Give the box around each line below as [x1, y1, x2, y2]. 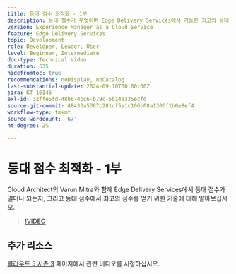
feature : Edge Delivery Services [7, 30, 106, 37]
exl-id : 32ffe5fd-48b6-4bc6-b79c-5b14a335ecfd [7, 96, 147, 103]
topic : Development [7, 37, 65, 44]
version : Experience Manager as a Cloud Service [7, 23, 153, 30]
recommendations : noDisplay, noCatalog [7, 76, 125, 83]
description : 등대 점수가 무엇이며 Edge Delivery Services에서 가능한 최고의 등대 [7, 17, 230, 24]
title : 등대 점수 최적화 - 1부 [7, 10, 88, 18]
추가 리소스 [7, 239, 53, 251]
